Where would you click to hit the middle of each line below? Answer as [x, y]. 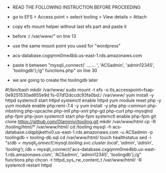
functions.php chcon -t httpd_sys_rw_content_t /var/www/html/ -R [73, 160]
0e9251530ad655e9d [27, 95]
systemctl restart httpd [29, 165]
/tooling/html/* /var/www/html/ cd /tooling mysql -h [58, 127]
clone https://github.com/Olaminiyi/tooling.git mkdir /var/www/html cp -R [80, 121]
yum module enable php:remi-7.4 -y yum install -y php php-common [76, 106]
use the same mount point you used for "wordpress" [66, 46]
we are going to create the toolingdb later [55, 80]
